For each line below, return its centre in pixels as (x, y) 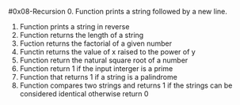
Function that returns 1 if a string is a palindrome (99, 77)
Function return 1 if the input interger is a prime (96, 69)
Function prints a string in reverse (74, 26)
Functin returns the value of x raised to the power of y (107, 52)
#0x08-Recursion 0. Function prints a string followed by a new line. (118, 11)
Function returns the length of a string (82, 35)
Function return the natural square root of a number (104, 60)
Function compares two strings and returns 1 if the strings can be (126, 85)
